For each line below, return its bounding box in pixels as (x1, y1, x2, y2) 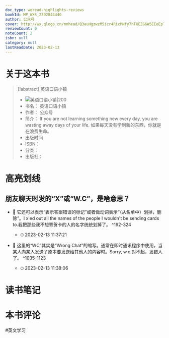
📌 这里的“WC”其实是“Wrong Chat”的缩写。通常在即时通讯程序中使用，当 (12, 242, 163, 248)
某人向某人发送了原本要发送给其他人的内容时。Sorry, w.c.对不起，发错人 (12, 248, 162, 255)
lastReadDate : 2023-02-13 (5, 45, 59, 50)
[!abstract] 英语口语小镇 (17, 86, 67, 92)
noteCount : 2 (5, 31, 33, 36)
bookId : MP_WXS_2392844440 (5, 12, 62, 17)
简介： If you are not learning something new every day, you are (25, 116, 158, 122)
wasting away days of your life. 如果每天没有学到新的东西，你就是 (25, 122, 161, 128)
